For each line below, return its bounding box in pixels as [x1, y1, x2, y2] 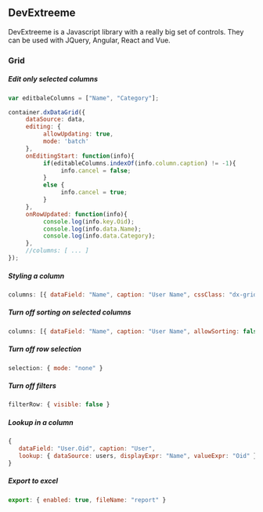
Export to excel [8, 476, 59, 485]
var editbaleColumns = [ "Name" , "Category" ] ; [8, 94, 159, 102]
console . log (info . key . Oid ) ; [42, 217, 135, 226]
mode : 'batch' [42, 137, 89, 146]
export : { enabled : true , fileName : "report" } [8, 496, 167, 504]
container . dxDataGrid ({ [8, 108, 86, 116]
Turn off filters [8, 381, 57, 390]
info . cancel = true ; [60, 188, 128, 197]
